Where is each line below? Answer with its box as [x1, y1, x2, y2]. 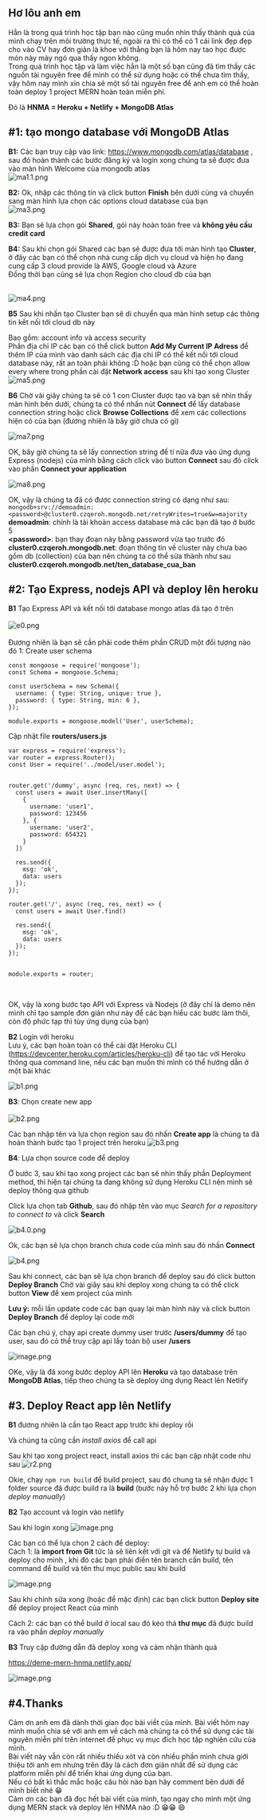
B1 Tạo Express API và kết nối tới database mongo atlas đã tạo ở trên [8, 604, 234, 614]
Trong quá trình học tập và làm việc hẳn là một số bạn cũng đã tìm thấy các [8, 61, 257, 71]
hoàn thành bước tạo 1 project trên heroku [8, 1138, 146, 1147]
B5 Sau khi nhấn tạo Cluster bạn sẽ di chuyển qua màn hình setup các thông [8, 309, 260, 318]
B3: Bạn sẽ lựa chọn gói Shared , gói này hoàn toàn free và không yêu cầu [8, 219, 253, 230]
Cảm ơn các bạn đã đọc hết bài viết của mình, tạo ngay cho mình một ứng [8, 1794, 251, 1804]
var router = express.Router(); [8, 754, 116, 762]
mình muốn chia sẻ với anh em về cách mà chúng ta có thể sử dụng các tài [8, 1727, 254, 1736]
